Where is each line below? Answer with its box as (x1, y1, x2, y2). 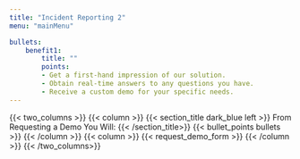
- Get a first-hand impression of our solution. (41, 71, 227, 80)
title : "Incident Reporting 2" (9, 13, 126, 22)
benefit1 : (25, 46, 63, 54)
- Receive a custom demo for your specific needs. (41, 87, 235, 96)
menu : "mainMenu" (9, 21, 74, 30)
